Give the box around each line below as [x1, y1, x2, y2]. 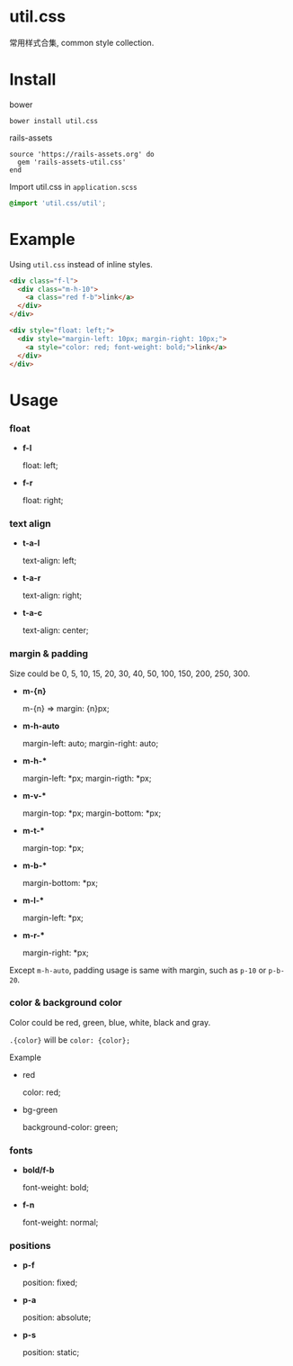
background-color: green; [22, 1121, 119, 1132]
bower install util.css [9, 116, 99, 125]
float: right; [22, 494, 64, 505]
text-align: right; [22, 590, 83, 601]
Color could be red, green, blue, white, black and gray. [9, 1017, 211, 1027]
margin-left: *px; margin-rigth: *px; [22, 773, 152, 783]
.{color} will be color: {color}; [9, 1034, 130, 1045]
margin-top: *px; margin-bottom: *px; [22, 808, 162, 819]
